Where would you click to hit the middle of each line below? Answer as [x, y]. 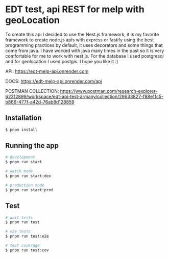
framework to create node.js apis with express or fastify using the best [80, 40]
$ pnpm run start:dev [28, 176]
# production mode [25, 185]
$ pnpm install [21, 130]
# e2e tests [18, 231]
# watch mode [19, 171]
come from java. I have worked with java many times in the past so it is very [85, 50]
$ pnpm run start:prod [29, 190]
